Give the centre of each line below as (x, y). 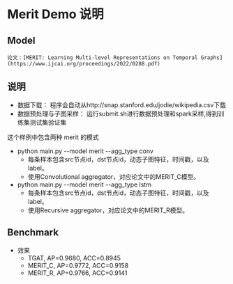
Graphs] (212, 58)
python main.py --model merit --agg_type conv (85, 151)
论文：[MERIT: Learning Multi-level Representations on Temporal (103, 58)
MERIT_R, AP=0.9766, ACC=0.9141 (77, 273)
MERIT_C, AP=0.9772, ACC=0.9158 (78, 265)
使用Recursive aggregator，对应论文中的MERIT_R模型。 (108, 210)
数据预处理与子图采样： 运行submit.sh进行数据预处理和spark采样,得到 (118, 113)
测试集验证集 (48, 122)
